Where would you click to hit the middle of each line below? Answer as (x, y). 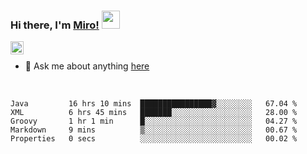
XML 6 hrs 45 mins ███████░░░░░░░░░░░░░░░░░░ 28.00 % (154, 113)
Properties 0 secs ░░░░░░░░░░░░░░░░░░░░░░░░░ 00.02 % (154, 139)
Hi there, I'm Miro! (55, 25)
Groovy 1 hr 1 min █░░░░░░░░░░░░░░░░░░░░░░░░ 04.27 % (154, 121)
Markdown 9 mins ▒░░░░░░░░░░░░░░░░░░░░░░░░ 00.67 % (154, 130)
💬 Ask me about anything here (87, 66)
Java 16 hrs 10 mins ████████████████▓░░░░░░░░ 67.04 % (154, 104)
